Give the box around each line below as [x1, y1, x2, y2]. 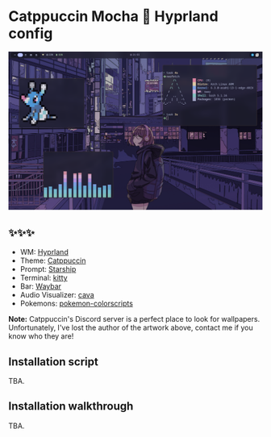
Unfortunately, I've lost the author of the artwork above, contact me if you [8, 323, 253, 333]
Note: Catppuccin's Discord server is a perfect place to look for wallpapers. [8, 314, 261, 324]
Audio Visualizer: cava [19, 290, 94, 300]
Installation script [8, 355, 98, 368]
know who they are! [8, 331, 74, 341]
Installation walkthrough [8, 399, 134, 414]
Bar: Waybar [19, 281, 62, 291]
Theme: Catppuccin [19, 256, 86, 265]
